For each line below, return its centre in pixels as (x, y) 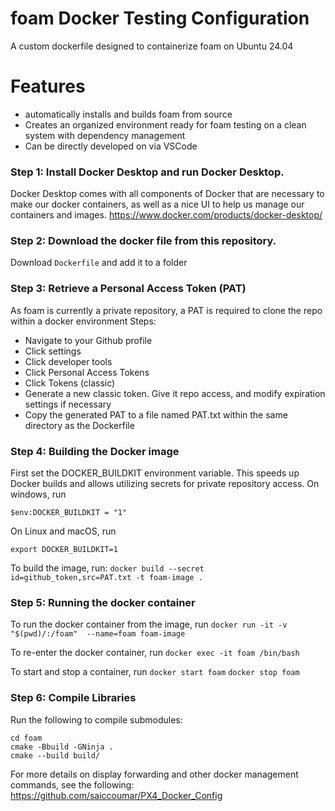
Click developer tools (68, 361)
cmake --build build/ (55, 755)
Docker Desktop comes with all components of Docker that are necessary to (167, 194)
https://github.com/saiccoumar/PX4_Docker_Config (116, 795)
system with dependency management (105, 135)
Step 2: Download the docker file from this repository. (143, 241)
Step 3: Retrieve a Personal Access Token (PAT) (128, 289)
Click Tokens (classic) (70, 383)
